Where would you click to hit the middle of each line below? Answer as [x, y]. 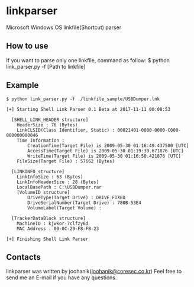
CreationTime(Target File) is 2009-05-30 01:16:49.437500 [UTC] [108, 146]
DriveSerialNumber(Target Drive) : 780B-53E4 [85, 203]
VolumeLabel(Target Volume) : [64, 208]
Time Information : [41, 141]
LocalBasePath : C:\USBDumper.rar [59, 187]
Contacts [24, 257]
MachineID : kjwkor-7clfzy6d [53, 224]
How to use [27, 46]
